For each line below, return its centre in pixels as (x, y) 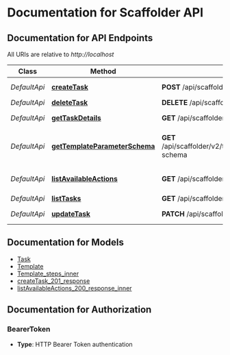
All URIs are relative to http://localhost (61, 54)
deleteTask (69, 102)
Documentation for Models (66, 242)
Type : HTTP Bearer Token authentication (75, 344)
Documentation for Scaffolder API (105, 13)
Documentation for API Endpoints (80, 38)
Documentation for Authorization (79, 310)
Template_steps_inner (48, 273)
